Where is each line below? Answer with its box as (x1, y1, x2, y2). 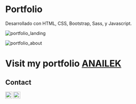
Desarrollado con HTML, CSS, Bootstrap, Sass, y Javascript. (5, 20, 132, 26)
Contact (5, 78, 32, 87)
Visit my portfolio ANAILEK (5, 58, 122, 70)
